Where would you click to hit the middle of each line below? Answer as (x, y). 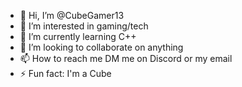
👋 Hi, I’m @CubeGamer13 (72, 15)
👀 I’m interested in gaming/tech (84, 26)
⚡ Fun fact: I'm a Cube (65, 73)
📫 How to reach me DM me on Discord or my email (126, 58)
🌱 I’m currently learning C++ (78, 36)
